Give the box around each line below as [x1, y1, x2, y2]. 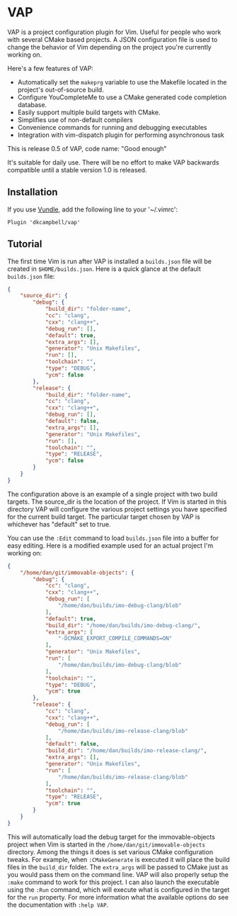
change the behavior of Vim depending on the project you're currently [7, 43, 212, 51]
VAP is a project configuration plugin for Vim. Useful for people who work [7, 28, 221, 36]
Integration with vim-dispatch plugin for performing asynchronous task [17, 131, 224, 139]
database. [17, 100, 47, 109]
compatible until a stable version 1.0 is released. [7, 165, 147, 174]
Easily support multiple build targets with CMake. [17, 108, 161, 116]
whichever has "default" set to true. [7, 519, 111, 529]
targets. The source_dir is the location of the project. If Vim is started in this [7, 497, 227, 506]
